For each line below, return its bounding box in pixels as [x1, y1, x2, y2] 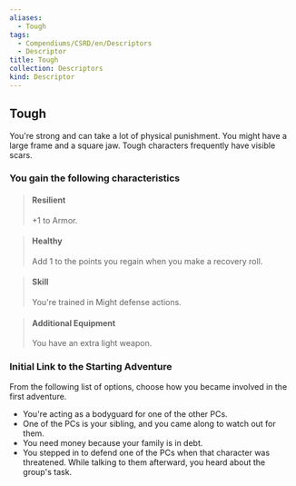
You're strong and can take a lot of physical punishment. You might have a [9, 130, 288, 141]
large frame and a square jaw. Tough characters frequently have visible [9, 140, 276, 151]
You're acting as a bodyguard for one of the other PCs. [22, 408, 229, 419]
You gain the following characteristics [9, 172, 181, 184]
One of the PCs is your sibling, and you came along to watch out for [22, 418, 277, 429]
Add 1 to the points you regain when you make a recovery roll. [31, 255, 263, 266]
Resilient [31, 194, 66, 205]
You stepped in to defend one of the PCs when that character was [22, 447, 271, 458]
